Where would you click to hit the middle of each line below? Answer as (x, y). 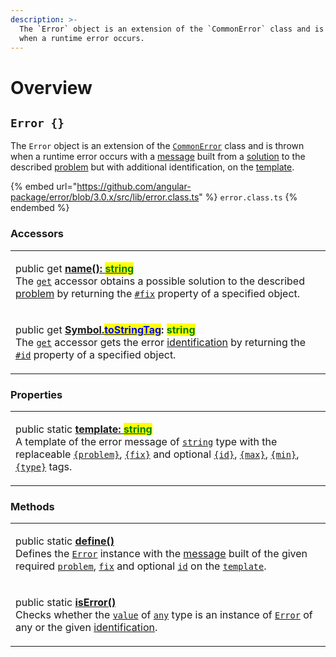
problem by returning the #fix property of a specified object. (158, 293)
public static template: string (84, 429)
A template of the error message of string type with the (146, 441)
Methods (32, 506)
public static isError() (66, 603)
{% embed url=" (44, 187)
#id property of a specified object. (96, 354)
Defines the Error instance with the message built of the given (161, 554)
